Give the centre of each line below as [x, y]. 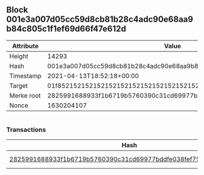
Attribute [25, 46]
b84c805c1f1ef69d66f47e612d [66, 29]
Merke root [25, 95]
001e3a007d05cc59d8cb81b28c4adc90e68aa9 [100, 20]
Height [19, 56]
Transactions [26, 130]
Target [19, 85]
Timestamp [25, 76]
